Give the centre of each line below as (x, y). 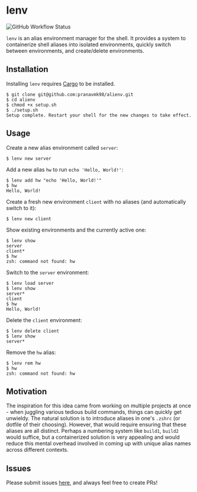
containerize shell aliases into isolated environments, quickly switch (89, 44)
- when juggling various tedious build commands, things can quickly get (94, 412)
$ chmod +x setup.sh (32, 105)
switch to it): (21, 208)
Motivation (27, 391)
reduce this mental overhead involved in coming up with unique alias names (98, 443)
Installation (27, 70)
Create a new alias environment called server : (62, 147)
